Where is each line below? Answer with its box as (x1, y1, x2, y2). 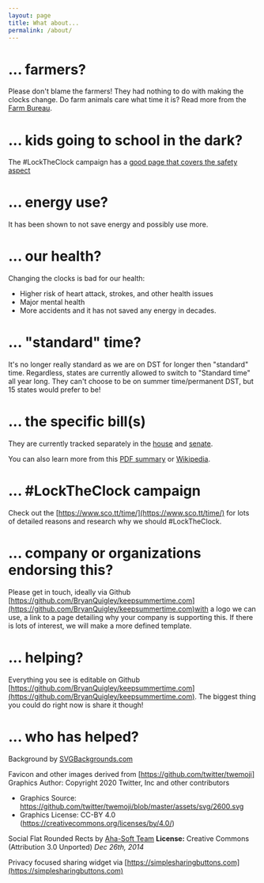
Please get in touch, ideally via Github (8, 587, 131, 596)
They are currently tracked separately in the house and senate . (8, 439, 213, 448)
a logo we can (209, 603, 257, 614)
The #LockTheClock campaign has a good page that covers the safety (8, 158, 238, 167)
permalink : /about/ (8, 26, 73, 34)
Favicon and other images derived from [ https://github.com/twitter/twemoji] (8, 769, 255, 778)
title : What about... (8, 19, 80, 27)
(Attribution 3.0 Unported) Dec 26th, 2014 (8, 842, 145, 851)
